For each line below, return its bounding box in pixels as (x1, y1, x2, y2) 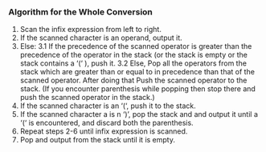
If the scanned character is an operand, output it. (19, 33, 182, 42)
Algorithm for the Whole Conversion (8, 6, 153, 18)
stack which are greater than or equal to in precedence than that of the (19, 67, 256, 77)
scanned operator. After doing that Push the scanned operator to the (19, 75, 248, 86)
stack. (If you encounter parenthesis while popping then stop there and (19, 84, 256, 94)
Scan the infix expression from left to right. (19, 25, 162, 34)
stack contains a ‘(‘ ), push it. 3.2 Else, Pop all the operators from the (19, 58, 248, 68)
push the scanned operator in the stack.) (19, 93, 155, 102)
